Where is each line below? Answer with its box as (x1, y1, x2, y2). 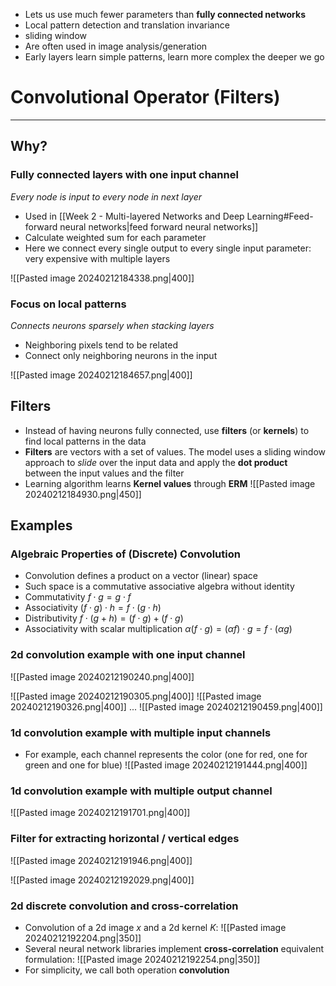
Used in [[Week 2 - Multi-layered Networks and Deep (24, 210, 245, 222)
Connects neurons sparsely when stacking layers (10, 319, 215, 331)
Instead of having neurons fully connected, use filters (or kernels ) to (24, 424, 310, 436)
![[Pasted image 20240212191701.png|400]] (10, 807, 191, 819)
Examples (10, 517, 73, 534)
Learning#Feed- (246, 210, 314, 222)
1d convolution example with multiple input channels (10, 725, 272, 739)
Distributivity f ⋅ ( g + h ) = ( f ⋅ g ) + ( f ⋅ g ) (24, 612, 184, 624)
